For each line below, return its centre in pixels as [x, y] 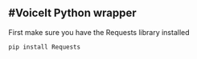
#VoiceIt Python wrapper [72, 13]
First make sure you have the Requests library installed [99, 32]
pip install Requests [45, 47]
